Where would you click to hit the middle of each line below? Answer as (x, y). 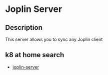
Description (24, 28)
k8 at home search (35, 55)
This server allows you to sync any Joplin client (54, 39)
